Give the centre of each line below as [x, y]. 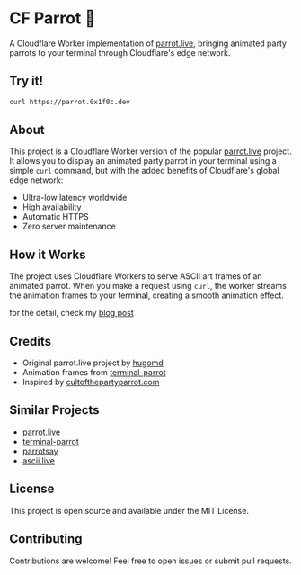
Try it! [26, 81]
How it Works [48, 254]
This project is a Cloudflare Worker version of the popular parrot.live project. [150, 151]
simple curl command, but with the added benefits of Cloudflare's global [145, 171]
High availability [52, 207]
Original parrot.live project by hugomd [93, 363]
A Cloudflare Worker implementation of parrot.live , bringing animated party [148, 43]
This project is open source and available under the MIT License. [129, 510]
